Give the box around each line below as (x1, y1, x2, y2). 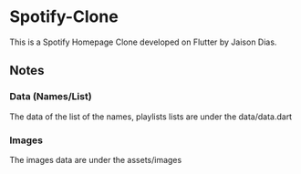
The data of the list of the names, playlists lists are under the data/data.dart (9, 111, 293, 122)
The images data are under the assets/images (9, 154, 182, 165)
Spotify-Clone (9, 6, 119, 27)
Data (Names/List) (9, 90, 93, 103)
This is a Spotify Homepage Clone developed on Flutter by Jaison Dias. (9, 36, 277, 47)
